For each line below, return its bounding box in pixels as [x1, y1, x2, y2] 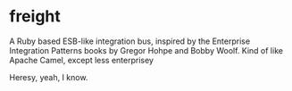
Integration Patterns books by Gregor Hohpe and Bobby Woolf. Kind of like [9, 45, 284, 55]
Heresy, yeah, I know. [9, 71, 88, 82]
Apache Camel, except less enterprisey [9, 54, 154, 65]
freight [9, 6, 61, 27]
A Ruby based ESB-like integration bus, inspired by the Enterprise [9, 36, 251, 46]
